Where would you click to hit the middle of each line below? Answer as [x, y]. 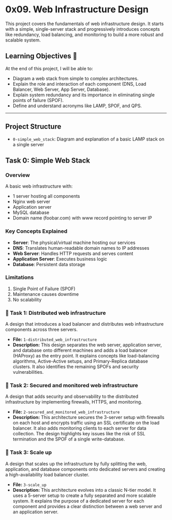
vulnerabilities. [28, 372]
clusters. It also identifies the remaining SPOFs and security [76, 367]
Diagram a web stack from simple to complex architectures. [76, 78]
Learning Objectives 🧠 [41, 56]
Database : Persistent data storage [49, 264]
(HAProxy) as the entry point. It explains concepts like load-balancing [86, 356]
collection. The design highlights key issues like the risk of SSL [79, 434]
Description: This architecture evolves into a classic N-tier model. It [84, 490]
